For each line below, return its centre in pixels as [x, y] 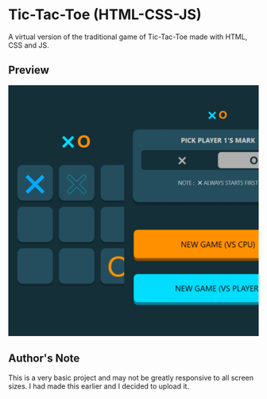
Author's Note [44, 359]
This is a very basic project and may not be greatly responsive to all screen [131, 377]
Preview [29, 70]
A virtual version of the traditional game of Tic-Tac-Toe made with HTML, [128, 37]
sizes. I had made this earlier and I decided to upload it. [99, 386]
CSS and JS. [29, 45]
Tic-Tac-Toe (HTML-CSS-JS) [105, 15]
